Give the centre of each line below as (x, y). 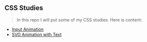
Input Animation (28, 29)
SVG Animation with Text (37, 34)
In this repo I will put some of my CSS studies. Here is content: (79, 20)
